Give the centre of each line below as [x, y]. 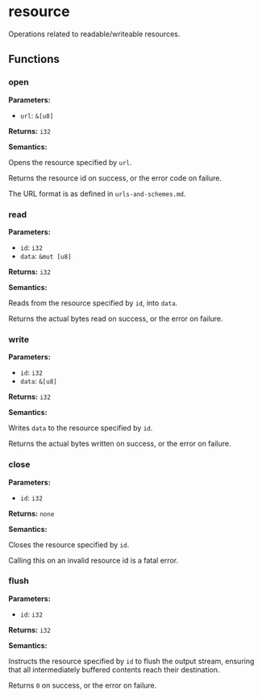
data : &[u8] [39, 381]
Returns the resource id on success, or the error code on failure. [115, 178]
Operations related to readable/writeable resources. [94, 34]
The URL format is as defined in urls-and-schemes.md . [97, 193]
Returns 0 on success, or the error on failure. [83, 685]
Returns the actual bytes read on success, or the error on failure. [116, 318]
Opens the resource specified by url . [70, 162]
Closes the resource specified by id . [69, 544]
